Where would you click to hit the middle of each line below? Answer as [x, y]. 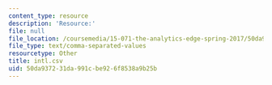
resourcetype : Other [43, 53]
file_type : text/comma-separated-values [78, 46]
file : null [27, 31]
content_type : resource [49, 16]
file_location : [34, 38]
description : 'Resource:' [52, 23]
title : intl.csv [36, 62]
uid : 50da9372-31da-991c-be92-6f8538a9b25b [83, 69]
